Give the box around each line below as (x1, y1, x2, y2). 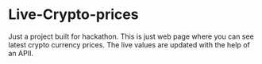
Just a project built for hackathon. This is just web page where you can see (8, 32, 254, 41)
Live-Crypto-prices (8, 6, 139, 24)
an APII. (8, 48, 34, 58)
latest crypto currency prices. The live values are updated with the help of (8, 40, 250, 49)
